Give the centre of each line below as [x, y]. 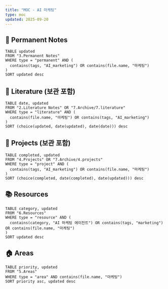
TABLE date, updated [27, 103]
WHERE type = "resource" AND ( [38, 217]
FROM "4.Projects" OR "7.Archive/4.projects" [54, 159]
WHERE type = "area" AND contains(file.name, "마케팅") [64, 277]
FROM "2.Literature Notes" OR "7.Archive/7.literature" [65, 108]
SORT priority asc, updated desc [40, 281]
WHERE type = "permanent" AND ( [39, 60]
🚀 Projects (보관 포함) [38, 143]
